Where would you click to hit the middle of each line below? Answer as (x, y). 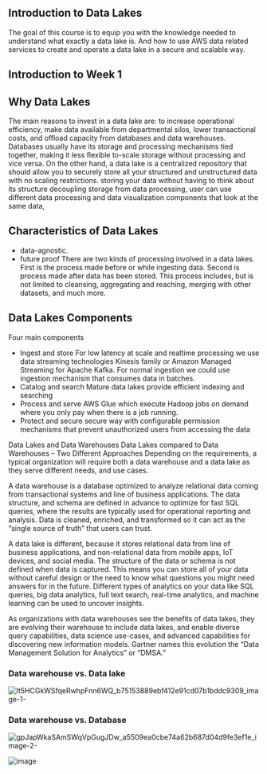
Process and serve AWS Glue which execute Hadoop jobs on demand (134, 404)
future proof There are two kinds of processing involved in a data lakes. (137, 258)
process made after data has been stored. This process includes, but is (136, 276)
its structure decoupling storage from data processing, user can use (120, 189)
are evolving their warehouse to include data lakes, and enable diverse (124, 627)
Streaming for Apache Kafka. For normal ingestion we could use (125, 369)
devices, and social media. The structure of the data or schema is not (122, 561)
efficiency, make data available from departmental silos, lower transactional (132, 130)
